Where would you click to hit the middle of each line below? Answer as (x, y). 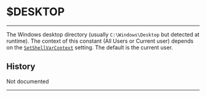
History (21, 67)
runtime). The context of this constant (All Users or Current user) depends (100, 41)
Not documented (28, 81)
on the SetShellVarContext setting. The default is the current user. (90, 47)
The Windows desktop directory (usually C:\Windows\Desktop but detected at (103, 34)
